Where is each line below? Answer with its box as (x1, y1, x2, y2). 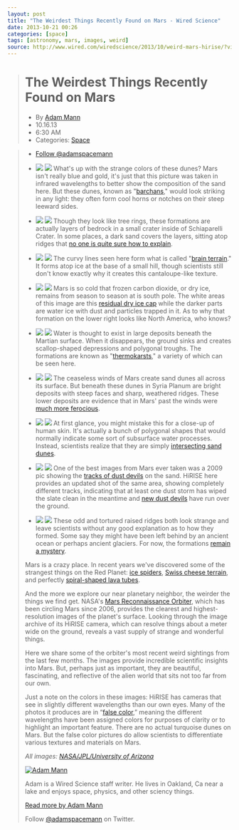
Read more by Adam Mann (24, 801, 103, 809)
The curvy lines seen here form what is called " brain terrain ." (53, 254, 232, 262)
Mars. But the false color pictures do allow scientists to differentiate (24, 730, 223, 739)
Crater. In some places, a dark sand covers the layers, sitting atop (35, 232, 228, 240)
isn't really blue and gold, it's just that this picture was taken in (35, 172, 218, 180)
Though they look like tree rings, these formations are (53, 217, 211, 225)
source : (7, 43, 31, 51)
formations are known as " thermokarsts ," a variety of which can (35, 351, 223, 360)
